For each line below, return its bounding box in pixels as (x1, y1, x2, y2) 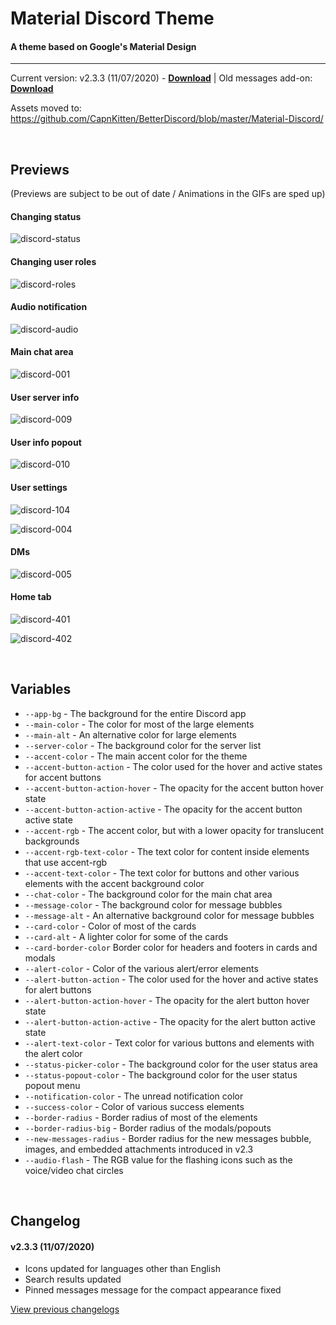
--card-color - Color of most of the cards (24, 920, 197, 932)
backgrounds (24, 835, 80, 847)
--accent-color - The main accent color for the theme (24, 750, 248, 762)
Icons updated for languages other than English (24, 1263, 221, 1275)
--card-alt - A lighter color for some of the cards (24, 930, 229, 942)
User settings (10, 482, 68, 494)
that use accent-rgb (24, 856, 108, 868)
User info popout (10, 436, 82, 448)
